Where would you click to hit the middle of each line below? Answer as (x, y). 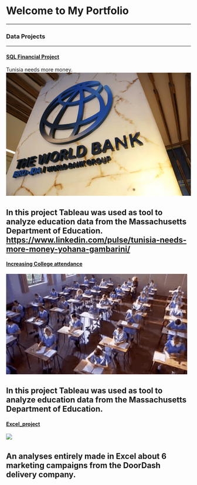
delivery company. (41, 474)
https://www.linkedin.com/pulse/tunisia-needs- (96, 240)
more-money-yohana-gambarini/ (68, 249)
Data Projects (26, 36)
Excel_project (23, 424)
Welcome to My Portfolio (67, 11)
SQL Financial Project (33, 56)
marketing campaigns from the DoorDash (84, 465)
